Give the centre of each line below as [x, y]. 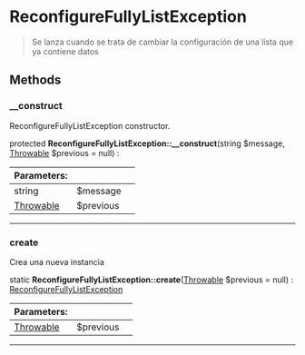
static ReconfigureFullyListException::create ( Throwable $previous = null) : [152, 280]
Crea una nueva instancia [57, 261]
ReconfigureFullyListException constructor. [90, 125]
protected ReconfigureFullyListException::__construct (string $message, [148, 143]
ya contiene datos [65, 51]
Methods [35, 80]
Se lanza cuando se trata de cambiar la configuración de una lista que [162, 42]
